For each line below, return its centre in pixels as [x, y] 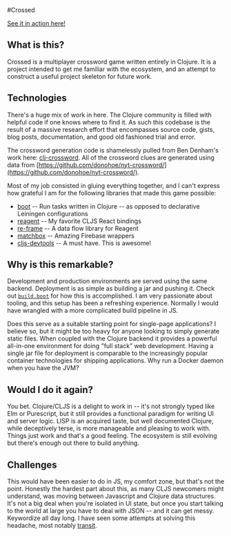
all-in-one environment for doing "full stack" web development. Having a [110, 346]
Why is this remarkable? [60, 265]
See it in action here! [36, 23]
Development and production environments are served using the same [107, 281]
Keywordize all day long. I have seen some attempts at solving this [101, 518]
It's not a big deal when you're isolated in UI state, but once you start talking [115, 504]
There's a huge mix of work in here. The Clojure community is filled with [109, 115]
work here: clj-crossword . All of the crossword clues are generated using [111, 157]
